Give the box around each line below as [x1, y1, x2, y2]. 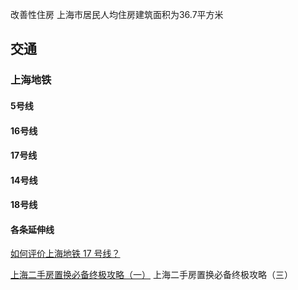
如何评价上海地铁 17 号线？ [10, 248, 121, 260]
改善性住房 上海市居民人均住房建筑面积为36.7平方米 [10, 9, 224, 20]
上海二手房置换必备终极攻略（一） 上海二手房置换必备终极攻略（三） [10, 269, 293, 281]
